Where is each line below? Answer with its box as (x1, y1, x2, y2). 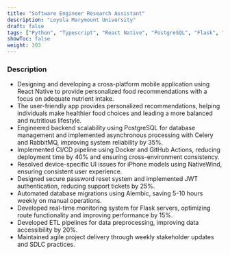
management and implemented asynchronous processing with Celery (16, 131, 214, 139)
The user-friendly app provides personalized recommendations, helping (16, 102, 220, 110)
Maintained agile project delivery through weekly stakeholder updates (16, 233, 214, 241)
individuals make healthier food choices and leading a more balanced (16, 109, 214, 117)
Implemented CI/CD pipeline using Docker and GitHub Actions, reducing (16, 145, 221, 154)
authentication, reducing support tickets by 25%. (16, 182, 155, 191)
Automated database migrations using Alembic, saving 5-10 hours (16, 189, 203, 197)
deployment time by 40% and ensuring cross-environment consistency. (16, 153, 220, 161)
